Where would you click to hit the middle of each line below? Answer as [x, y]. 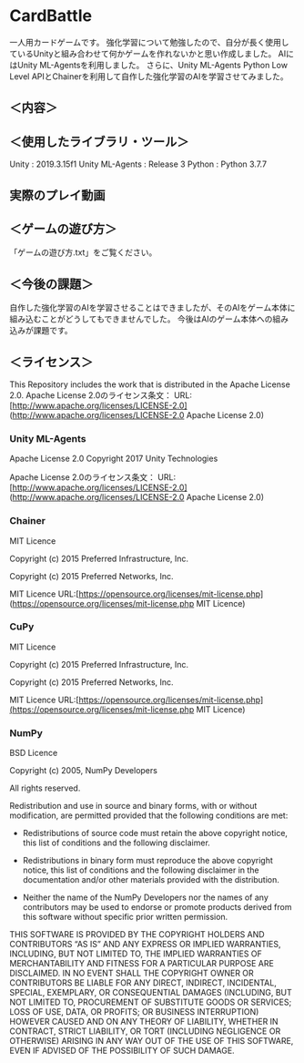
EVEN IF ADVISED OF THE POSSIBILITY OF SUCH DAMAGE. [122, 1051]
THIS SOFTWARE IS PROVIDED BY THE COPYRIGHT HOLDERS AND [137, 935]
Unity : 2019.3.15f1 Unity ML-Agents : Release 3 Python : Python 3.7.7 [138, 164]
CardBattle [51, 16]
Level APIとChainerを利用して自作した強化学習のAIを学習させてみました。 [149, 76]
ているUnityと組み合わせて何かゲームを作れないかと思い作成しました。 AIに [152, 53]
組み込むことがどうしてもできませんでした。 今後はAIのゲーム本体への [141, 319]
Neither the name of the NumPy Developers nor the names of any [145, 897]
